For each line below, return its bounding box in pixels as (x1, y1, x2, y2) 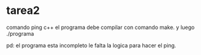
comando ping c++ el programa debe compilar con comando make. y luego (6, 24, 195, 31)
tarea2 (6, 4, 41, 18)
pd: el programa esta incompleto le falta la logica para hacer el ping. (6, 42, 177, 49)
